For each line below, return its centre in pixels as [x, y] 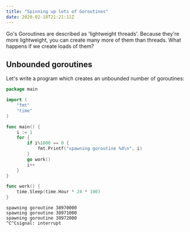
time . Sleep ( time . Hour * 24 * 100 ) [58, 192]
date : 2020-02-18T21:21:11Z [40, 17]
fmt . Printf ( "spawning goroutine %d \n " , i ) [90, 149]
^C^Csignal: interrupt [34, 223]
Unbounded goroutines [49, 64]
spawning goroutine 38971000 [42, 213]
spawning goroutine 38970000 [42, 208]
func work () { [23, 186]
